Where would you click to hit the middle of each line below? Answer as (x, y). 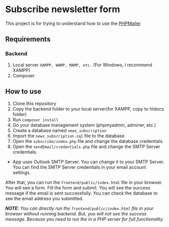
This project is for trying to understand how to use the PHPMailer (73, 23)
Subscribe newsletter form (63, 9)
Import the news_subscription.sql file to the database (69, 136)
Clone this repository (34, 104)
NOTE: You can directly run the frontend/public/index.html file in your (79, 208)
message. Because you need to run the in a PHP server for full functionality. (85, 219)
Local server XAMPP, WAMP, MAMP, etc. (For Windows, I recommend (82, 65)
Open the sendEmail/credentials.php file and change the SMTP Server (86, 147)
